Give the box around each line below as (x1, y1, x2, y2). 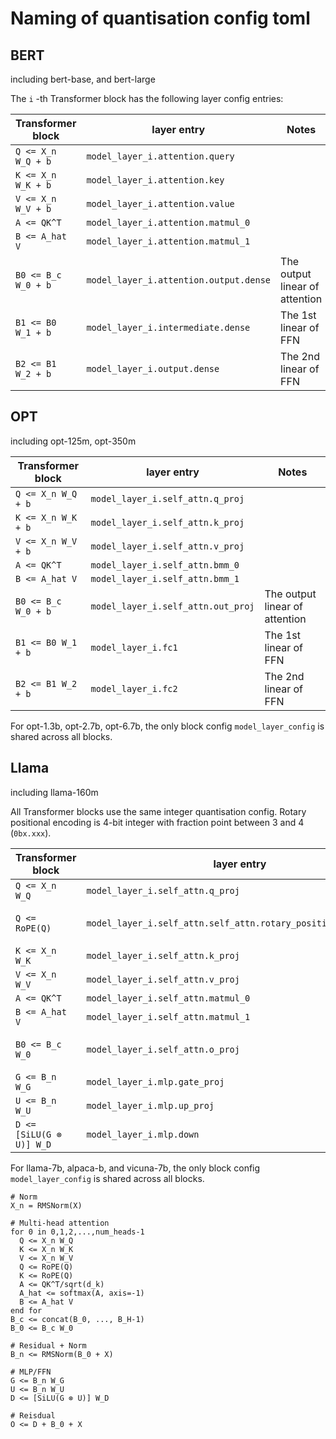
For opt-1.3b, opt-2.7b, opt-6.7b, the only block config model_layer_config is (10, 720, 325, 732)
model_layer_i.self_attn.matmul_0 (86, 992, 251, 1004)
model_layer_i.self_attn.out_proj (90, 600, 255, 612)
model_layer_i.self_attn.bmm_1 (90, 573, 240, 584)
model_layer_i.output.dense (86, 363, 220, 374)
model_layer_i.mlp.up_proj (86, 1100, 215, 1111)
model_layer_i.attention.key (86, 175, 225, 186)
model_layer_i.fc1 (90, 642, 178, 653)
